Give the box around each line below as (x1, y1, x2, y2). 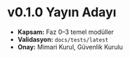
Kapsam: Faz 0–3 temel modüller (17, 28, 115, 36)
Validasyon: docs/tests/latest (17, 35, 109, 43)
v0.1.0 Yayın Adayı (7, 4, 117, 21)
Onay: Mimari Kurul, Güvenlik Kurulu (17, 42, 123, 51)
